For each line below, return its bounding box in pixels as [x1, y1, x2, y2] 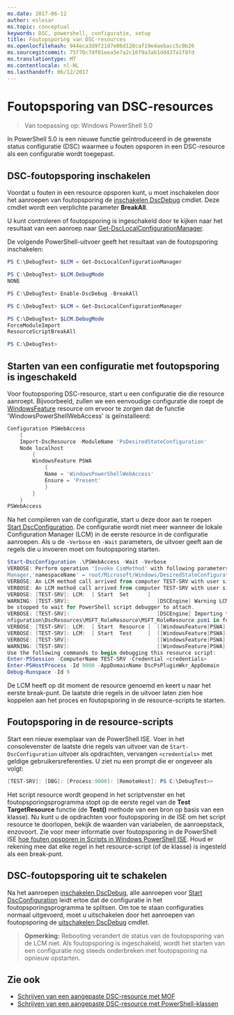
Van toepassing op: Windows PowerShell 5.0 [24, 121, 153, 130]
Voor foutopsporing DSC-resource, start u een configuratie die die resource [7, 389, 225, 398]
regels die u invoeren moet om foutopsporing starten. [7, 545, 160, 554]
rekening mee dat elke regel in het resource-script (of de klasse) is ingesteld [7, 842, 226, 851]
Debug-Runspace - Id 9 [7, 669, 70, 676]
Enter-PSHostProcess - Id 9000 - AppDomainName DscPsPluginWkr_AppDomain [7, 663, 219, 669]
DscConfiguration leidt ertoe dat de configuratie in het [7, 896, 162, 904]
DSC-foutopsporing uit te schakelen [7, 870, 167, 882]
